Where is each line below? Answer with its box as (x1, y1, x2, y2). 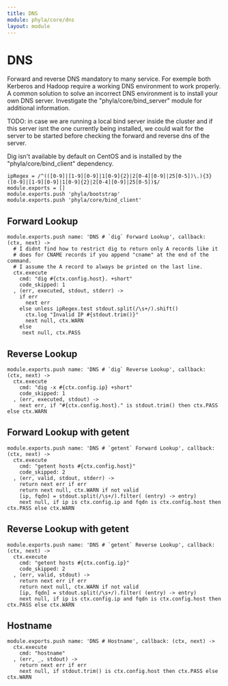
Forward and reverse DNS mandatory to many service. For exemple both (7, 75, 211, 83)
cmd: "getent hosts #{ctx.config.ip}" (19, 559, 130, 566)
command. (7, 257, 32, 264)
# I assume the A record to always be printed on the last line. (13, 264, 203, 270)
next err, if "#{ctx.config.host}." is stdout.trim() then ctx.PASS (19, 402, 218, 409)
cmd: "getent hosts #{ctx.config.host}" (19, 463, 136, 470)
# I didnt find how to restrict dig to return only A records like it (13, 246, 218, 253)
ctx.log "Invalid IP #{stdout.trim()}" (25, 312, 139, 318)
